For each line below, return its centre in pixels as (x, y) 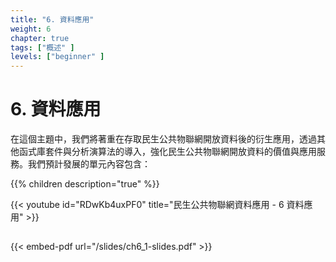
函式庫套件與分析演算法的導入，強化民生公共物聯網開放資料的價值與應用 (167, 152)
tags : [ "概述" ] (42, 47)
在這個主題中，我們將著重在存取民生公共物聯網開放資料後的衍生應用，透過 (163, 139)
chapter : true (40, 38)
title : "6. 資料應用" (52, 19)
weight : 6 (31, 29)
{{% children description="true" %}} (85, 184)
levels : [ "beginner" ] (57, 57)
